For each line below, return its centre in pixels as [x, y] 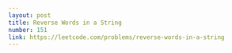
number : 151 [28, 30]
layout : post [30, 15]
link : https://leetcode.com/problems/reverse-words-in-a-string [116, 37]
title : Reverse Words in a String [65, 23]
